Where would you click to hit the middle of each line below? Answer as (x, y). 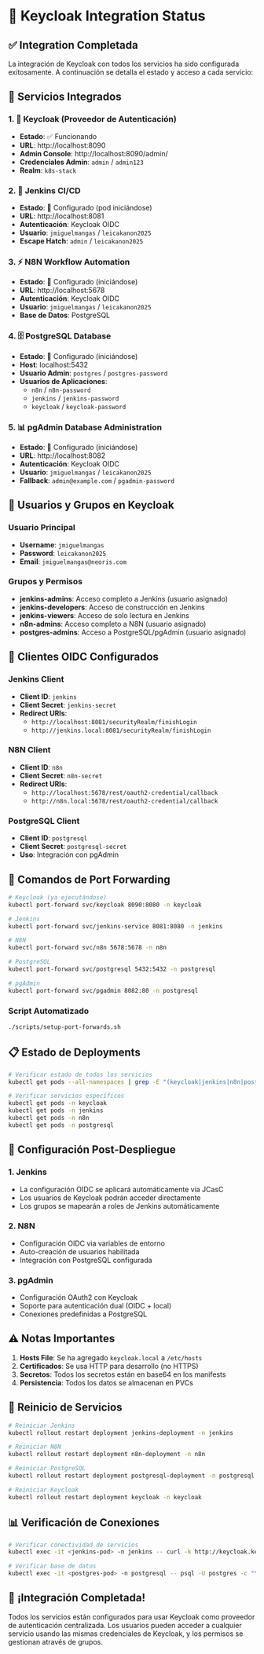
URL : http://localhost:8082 (62, 456)
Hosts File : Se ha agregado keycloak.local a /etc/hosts (111, 1357)
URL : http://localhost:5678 (62, 291)
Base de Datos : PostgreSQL (65, 315)
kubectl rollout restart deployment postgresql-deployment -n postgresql (132, 1476)
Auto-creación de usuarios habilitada (79, 1251)
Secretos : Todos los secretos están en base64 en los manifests (123, 1374)
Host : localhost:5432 (54, 364)
